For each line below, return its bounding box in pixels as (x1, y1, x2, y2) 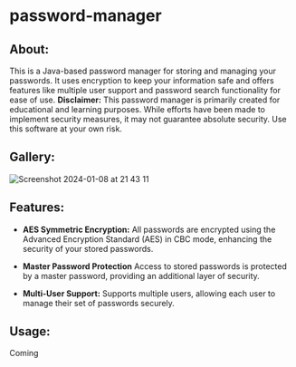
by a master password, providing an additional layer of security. (22, 270, 260, 281)
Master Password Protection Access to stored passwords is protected (22, 260, 288, 272)
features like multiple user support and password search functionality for (9, 85, 282, 95)
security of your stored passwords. (22, 243, 154, 254)
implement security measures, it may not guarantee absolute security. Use (9, 114, 287, 124)
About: (9, 42, 50, 57)
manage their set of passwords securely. (22, 297, 175, 308)
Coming (9, 348, 39, 359)
